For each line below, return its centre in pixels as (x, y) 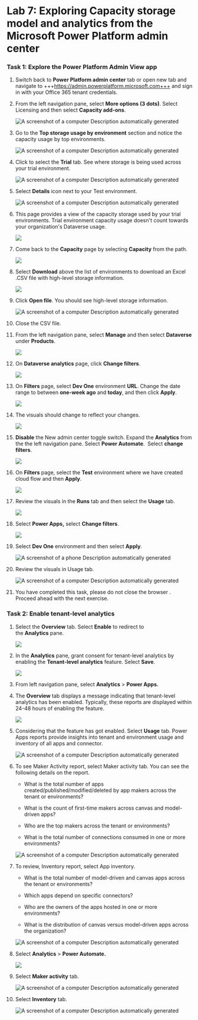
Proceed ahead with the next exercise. (62, 598)
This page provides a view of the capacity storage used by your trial (98, 214)
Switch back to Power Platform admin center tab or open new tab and (101, 80)
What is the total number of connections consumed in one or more (105, 837)
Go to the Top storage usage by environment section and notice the (98, 133)
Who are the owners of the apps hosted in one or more (91, 907)
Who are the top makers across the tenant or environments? (97, 826)
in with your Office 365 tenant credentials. (66, 92)
